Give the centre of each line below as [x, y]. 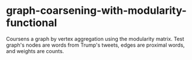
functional [32, 23]
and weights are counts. [35, 51]
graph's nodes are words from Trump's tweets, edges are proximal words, [95, 45]
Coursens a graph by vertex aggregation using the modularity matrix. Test [95, 39]
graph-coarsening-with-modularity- [97, 11]
